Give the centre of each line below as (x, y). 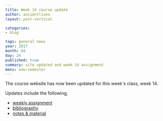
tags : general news (25, 42)
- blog (12, 33)
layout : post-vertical (29, 19)
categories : (17, 28)
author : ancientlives (28, 14)
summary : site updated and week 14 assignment (54, 65)
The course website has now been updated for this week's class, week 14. (82, 84)
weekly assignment (32, 103)
